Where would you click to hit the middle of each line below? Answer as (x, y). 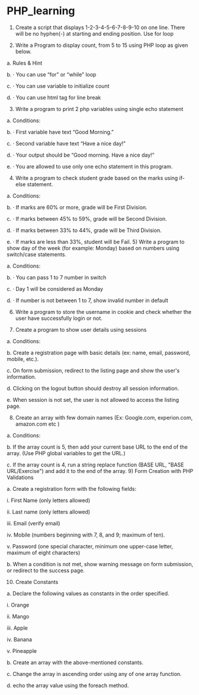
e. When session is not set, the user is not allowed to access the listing (93, 399)
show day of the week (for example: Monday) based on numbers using (93, 248)
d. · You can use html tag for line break (54, 97)
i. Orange (18, 605)
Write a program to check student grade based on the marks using (97, 178)
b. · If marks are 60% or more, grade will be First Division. (77, 207)
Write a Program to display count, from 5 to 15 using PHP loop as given (102, 45)
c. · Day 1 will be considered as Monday (55, 288)
